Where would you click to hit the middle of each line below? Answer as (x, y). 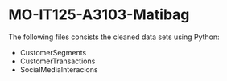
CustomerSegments (53, 52)
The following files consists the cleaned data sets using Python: (114, 37)
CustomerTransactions (58, 61)
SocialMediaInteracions (59, 69)
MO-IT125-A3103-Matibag (99, 15)
